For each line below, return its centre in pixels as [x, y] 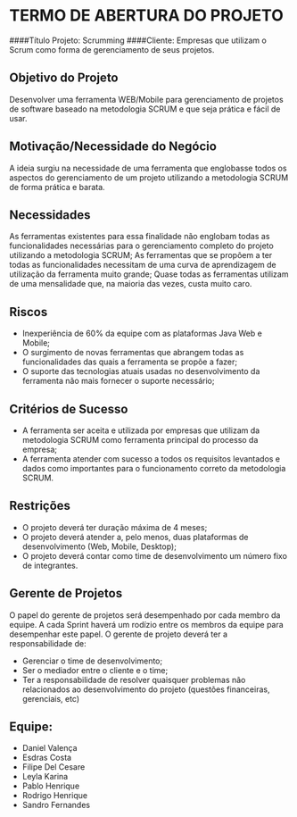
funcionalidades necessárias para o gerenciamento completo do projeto [141, 246]
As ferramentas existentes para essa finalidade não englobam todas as [140, 237]
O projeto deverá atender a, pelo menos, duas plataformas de [135, 537]
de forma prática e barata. [57, 187]
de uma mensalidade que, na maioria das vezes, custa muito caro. [131, 284]
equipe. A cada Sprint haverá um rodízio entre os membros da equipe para [146, 624]
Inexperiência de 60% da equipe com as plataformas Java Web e [142, 333]
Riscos [29, 312]
